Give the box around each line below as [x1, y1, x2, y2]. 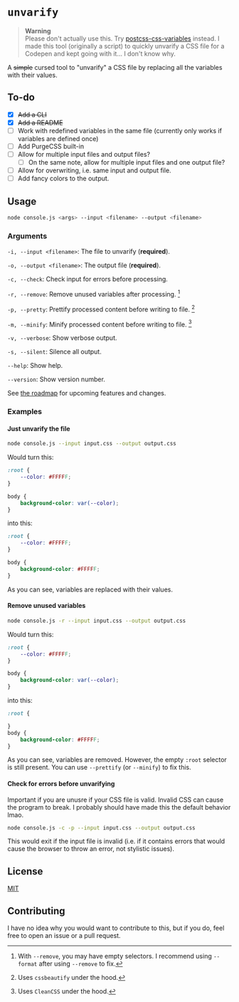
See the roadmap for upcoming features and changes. [7, 389, 166, 398]
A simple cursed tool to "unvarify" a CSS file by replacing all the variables [7, 63, 223, 71]
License [7, 865, 43, 877]
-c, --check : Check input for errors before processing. [7, 275, 169, 284]
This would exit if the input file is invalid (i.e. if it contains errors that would [7, 837, 225, 846]
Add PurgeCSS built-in [17, 142, 84, 150]
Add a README [17, 118, 63, 127]
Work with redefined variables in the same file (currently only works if [17, 126, 223, 135]
